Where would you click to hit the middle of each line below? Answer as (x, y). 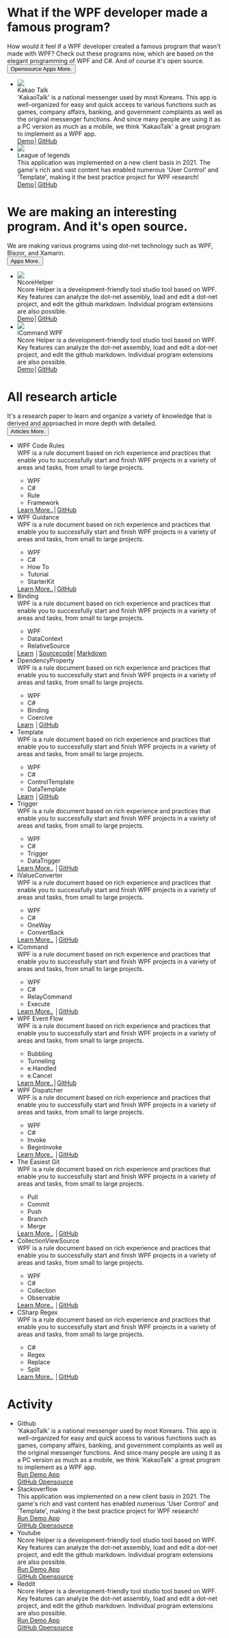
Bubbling (40, 1053)
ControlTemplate (51, 782)
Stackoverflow (37, 1489)
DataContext (45, 638)
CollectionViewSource (48, 1241)
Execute (39, 1004)
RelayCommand (50, 996)
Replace (39, 1362)
